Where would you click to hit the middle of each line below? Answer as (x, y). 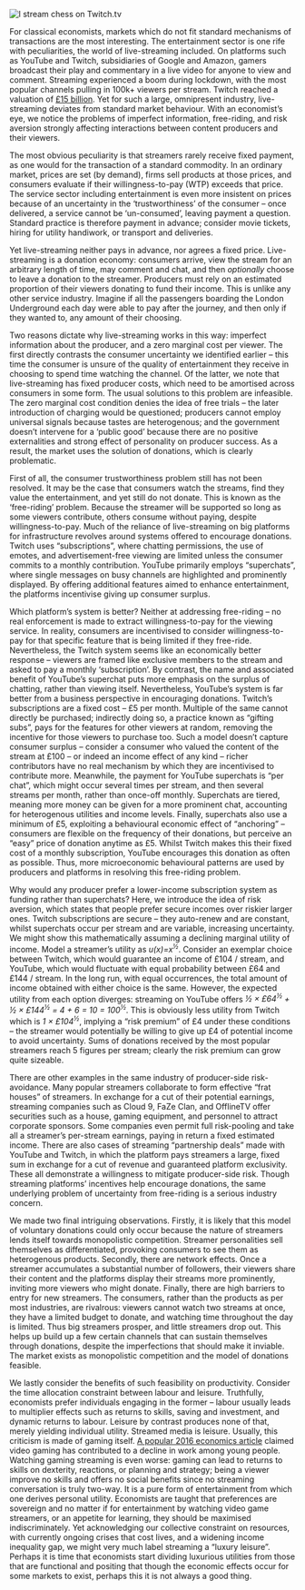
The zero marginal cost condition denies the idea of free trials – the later (144, 403)
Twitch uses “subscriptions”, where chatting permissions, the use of (137, 546)
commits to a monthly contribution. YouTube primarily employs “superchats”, (152, 565)
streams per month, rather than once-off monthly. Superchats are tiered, (145, 795)
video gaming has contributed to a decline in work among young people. (145, 1450)
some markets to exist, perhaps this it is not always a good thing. (131, 1575)
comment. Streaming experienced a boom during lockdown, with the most (148, 80)
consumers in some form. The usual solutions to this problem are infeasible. (151, 393)
